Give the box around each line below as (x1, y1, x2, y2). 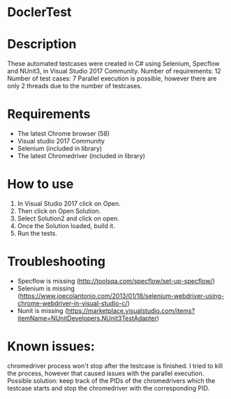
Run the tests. (17, 229, 58, 237)
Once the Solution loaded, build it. (17, 222, 115, 230)
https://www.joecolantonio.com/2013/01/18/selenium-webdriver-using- (20, 291, 225, 300)
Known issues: (7, 339, 96, 354)
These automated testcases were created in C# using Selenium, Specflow (7, 59, 220, 68)
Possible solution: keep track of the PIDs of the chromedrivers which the (7, 376, 216, 385)
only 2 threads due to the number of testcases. (7, 82, 142, 90)
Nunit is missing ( (17, 306, 68, 315)
